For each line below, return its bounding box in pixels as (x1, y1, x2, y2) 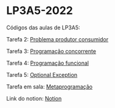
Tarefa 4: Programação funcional (6, 59, 89, 67)
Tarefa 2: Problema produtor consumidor (6, 35, 109, 43)
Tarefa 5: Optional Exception (6, 71, 78, 78)
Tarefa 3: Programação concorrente (6, 47, 96, 55)
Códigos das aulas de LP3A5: (6, 24, 80, 31)
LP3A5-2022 (6, 4, 73, 18)
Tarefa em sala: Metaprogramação (6, 83, 93, 90)
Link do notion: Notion (6, 95, 62, 102)
